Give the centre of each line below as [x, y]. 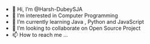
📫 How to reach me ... [40, 35]
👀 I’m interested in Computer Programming [65, 15]
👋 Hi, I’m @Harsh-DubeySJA [47, 9]
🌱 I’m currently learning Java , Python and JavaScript [78, 22]
